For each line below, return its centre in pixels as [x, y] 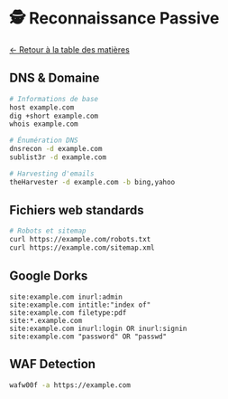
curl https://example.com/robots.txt [80, 240]
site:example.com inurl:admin [66, 297]
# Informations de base [54, 99]
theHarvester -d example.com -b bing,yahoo [92, 182]
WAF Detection [53, 364]
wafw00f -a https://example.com [70, 385]
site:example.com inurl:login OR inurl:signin [98, 328]
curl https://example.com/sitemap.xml [82, 248]
